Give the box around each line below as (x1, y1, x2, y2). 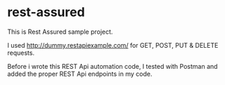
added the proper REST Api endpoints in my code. (7, 70, 153, 78)
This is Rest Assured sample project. (7, 27, 113, 36)
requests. (7, 48, 35, 57)
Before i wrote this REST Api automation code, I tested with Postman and (7, 62, 218, 70)
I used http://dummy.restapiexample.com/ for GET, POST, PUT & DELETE (7, 41, 219, 49)
